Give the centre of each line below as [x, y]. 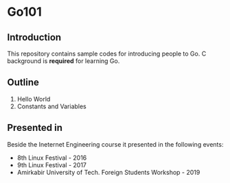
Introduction [34, 37]
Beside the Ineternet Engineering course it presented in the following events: [115, 144]
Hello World [34, 99]
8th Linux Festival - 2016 [52, 158]
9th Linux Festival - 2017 [52, 164]
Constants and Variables [52, 106]
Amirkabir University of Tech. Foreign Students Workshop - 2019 [108, 172]
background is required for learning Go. [64, 61]
